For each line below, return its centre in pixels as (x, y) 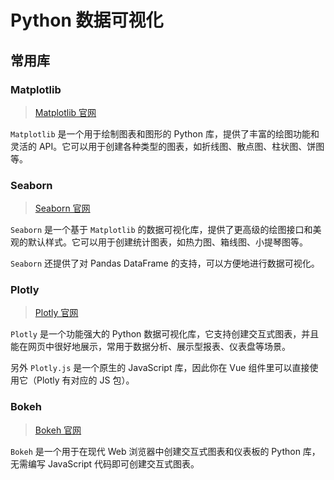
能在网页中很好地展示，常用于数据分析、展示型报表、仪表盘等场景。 (150, 347)
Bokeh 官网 (58, 430)
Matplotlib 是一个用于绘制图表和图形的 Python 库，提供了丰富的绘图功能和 (165, 133)
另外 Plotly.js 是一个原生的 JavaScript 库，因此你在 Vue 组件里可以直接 (160, 368)
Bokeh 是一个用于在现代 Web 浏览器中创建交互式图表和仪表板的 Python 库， (165, 451)
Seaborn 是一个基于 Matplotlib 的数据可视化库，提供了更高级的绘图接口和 (161, 230)
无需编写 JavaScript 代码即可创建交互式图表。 (105, 463)
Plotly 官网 (56, 313)
